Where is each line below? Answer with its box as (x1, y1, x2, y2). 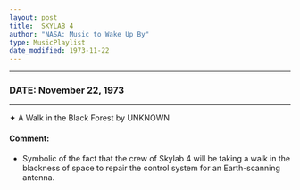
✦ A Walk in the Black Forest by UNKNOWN (9, 112, 171, 123)
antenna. (21, 171, 55, 183)
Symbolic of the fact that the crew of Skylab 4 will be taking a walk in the (21, 153, 291, 163)
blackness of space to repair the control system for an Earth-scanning (21, 162, 281, 173)
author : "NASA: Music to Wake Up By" (9, 29, 150, 38)
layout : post (9, 12, 58, 22)
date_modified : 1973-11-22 (9, 46, 110, 55)
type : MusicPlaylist (9, 37, 87, 47)
